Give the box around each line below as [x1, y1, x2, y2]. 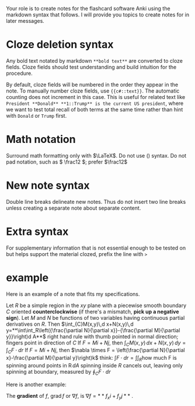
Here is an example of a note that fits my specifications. [6, 290, 140, 298]
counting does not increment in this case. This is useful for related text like [6, 93, 186, 100]
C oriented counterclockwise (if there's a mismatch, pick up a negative [6, 308, 179, 315]
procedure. [6, 70, 33, 77]
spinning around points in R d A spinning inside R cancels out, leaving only [6, 362, 183, 369]
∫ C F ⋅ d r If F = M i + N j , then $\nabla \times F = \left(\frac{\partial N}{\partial [6, 347, 185, 355]
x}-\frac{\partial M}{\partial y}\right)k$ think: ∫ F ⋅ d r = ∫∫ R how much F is [6, 354, 177, 363]
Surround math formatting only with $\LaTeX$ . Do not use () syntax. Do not [6, 152, 187, 159]
